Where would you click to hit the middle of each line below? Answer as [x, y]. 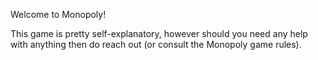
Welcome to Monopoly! [58, 14]
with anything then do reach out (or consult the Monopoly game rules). [156, 44]
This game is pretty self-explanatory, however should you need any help [159, 33]
